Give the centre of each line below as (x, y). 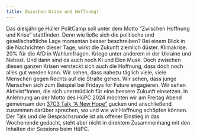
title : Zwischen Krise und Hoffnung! (53, 12)
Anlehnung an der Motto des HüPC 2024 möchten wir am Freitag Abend (94, 97)
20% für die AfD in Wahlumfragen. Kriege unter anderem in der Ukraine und (99, 53)
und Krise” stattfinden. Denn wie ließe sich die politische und (80, 35)
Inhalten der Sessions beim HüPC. (48, 129)
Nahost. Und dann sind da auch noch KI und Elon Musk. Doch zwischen (94, 60)
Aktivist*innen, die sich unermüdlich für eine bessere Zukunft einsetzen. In (97, 91)
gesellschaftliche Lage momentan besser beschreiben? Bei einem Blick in (96, 41)
